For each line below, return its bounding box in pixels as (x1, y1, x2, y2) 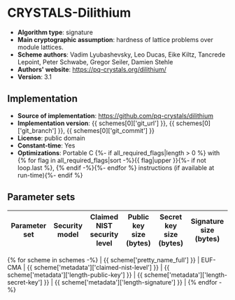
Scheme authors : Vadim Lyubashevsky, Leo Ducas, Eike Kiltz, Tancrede (17, 50, 226, 59)
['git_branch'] (17, 126, 57, 134)
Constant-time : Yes (17, 141, 76, 150)
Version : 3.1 (17, 72, 52, 81)
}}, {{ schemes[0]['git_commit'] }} (57, 126, 155, 134)
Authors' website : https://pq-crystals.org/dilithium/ (17, 65, 166, 73)
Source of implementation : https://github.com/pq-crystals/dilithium (17, 111, 214, 120)
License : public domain (17, 134, 85, 142)
